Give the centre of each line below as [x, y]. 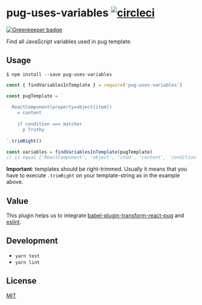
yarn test [28, 256]
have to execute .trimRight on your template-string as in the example [93, 175]
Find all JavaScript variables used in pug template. [69, 41]
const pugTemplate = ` [35, 96]
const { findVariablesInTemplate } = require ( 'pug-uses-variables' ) [94, 85]
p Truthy [33, 130]
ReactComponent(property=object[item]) [62, 107]
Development [32, 241]
